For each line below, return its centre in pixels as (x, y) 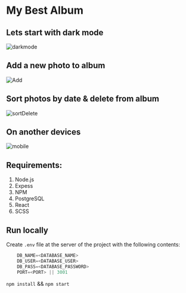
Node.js (24, 179)
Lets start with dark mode (55, 33)
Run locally (27, 230)
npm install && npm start (38, 283)
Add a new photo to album (56, 65)
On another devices (44, 132)
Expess (24, 186)
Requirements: (34, 165)
